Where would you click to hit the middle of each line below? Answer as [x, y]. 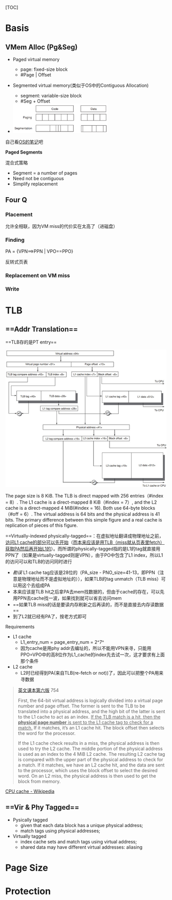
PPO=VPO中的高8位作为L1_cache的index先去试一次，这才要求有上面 [92, 655]
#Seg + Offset [35, 101]
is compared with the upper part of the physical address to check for [90, 759]
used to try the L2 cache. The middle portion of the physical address [90, 749]
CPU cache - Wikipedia [30, 791]
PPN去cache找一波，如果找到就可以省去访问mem [69, 598]
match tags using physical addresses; [60, 831]
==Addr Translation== [42, 329]
